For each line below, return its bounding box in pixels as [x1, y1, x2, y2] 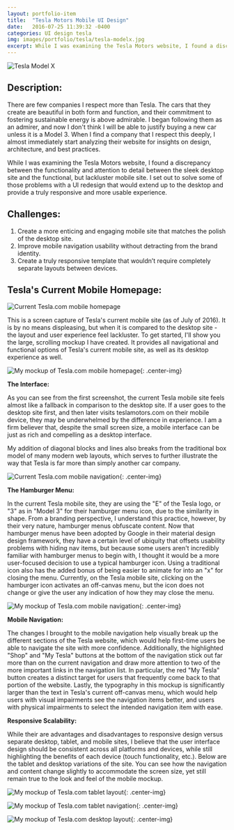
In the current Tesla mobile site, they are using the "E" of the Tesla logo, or [7, 499, 221, 508]
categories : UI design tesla [7, 29, 92, 37]
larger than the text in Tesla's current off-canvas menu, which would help [7, 688, 218, 697]
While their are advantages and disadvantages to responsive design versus [7, 730, 224, 739]
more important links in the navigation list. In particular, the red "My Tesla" [7, 666, 220, 674]
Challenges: [7, 209, 61, 220]
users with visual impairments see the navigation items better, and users [7, 695, 214, 704]
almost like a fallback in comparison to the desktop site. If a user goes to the [7, 401, 226, 409]
